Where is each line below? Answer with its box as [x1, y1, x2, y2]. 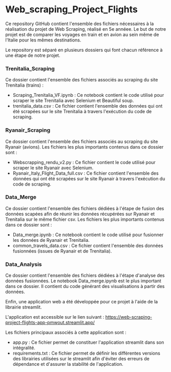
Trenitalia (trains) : [5, 82, 44, 88]
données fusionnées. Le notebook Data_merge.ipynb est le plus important [5, 278, 161, 284]
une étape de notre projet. [5, 52, 60, 58]
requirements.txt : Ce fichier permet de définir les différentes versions [12, 350, 160, 357]
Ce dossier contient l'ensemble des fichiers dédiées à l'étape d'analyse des [5, 273, 165, 279]
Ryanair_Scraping [5, 127, 51, 134]
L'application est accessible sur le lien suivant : [5, 314, 104, 320]
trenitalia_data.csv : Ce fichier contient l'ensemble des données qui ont [12, 103, 163, 109]
